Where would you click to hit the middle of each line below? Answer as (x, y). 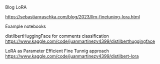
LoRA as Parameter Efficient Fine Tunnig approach (57, 51)
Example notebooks (25, 26)
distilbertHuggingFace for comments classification (57, 36)
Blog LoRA (16, 7)
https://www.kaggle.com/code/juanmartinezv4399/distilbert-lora (72, 56)
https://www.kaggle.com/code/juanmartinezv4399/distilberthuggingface (80, 41)
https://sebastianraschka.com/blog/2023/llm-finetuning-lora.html (72, 17)
